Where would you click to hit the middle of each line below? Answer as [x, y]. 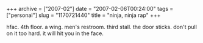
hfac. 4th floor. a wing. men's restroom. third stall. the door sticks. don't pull [101, 27]
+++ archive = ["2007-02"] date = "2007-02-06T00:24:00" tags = [90, 9]
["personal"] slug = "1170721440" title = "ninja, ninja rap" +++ [84, 15]
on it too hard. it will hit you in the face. [55, 33]
